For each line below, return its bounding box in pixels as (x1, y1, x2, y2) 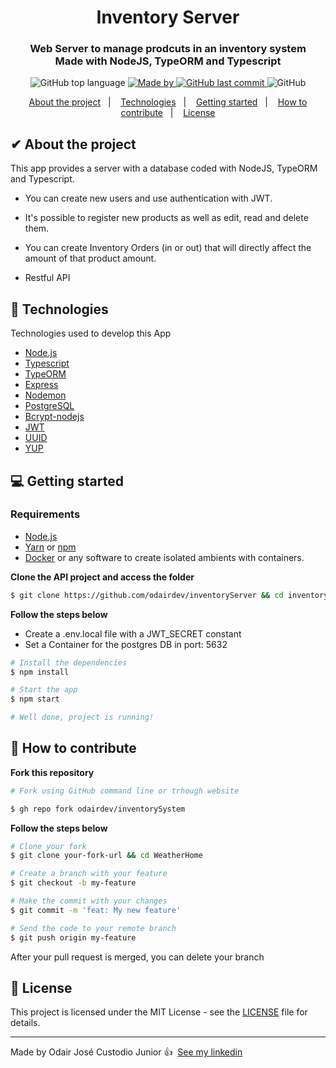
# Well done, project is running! (10, 712, 155, 723)
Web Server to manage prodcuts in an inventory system (29, 42, 307, 56)
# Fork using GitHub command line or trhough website (10, 786, 240, 796)
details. (10, 1017, 41, 1029)
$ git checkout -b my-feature (10, 878, 137, 888)
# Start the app (10, 685, 78, 695)
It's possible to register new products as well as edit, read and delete (24, 212, 309, 224)
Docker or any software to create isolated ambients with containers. (24, 551, 305, 563)
